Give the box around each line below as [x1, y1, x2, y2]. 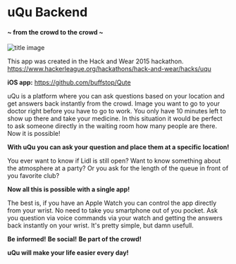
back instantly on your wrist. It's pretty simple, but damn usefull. [7, 221, 194, 230]
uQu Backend [7, 4, 88, 20]
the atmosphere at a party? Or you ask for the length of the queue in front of [7, 164, 229, 172]
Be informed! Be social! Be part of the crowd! [7, 235, 142, 244]
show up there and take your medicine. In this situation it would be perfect [7, 114, 223, 123]
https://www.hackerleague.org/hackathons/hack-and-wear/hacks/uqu [7, 65, 211, 73]
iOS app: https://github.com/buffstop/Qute [7, 78, 132, 87]
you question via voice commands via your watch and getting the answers [7, 214, 223, 222]
